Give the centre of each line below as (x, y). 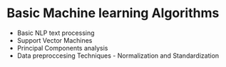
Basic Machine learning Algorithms (113, 13)
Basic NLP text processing (56, 33)
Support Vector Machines (55, 40)
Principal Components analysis (62, 48)
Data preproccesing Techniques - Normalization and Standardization (118, 56)
